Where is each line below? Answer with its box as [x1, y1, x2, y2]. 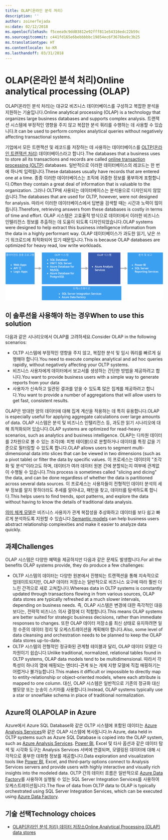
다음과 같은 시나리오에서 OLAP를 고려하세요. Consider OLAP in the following [5, 333, 156, 339]
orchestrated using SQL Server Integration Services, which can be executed [5, 788, 162, 794]
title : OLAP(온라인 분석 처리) [5, 8, 63, 13]
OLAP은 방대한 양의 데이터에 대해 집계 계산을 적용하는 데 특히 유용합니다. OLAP [5, 408, 159, 414]
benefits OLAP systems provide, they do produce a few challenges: [5, 562, 144, 569]
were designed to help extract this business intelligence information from [5, 224, 156, 230]
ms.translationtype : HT [5, 40, 55, 45]
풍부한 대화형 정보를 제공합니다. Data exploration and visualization [22, 753, 154, 759]
